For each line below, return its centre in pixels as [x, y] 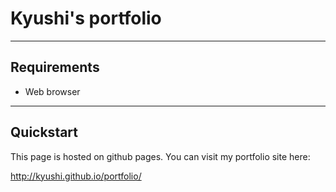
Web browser [52, 91]
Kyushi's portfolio [86, 18]
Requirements [55, 67]
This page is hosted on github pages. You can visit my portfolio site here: [160, 156]
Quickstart [44, 132]
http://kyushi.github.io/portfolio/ [76, 176]
